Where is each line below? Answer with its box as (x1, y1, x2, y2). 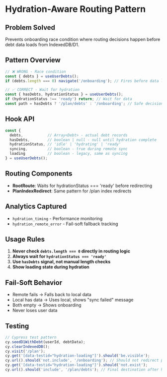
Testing (5, 321, 29, 330)
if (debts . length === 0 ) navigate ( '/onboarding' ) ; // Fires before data (5, 78, 159, 83)
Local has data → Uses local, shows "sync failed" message (12, 297, 134, 303)
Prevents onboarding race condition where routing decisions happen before (5, 36, 161, 42)
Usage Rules (5, 235, 45, 244)
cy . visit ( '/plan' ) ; (5, 349, 46, 354)
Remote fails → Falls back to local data (12, 292, 92, 298)
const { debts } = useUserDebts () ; (5, 73, 79, 79)
